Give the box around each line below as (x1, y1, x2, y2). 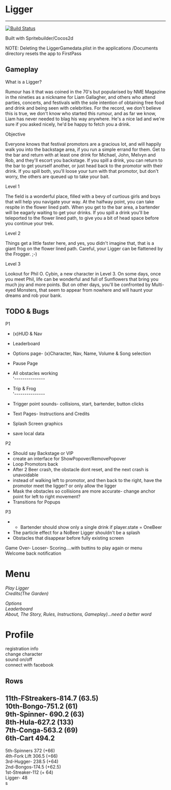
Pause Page (12, 360, 38, 366)
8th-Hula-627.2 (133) (5, 718, 74, 727)
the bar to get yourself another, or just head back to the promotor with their (5, 162, 163, 169)
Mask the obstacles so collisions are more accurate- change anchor (12, 488, 156, 494)
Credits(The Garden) (5, 590, 49, 596)
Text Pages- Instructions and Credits (12, 411, 90, 417)
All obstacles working (12, 370, 58, 376)
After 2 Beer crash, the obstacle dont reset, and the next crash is (12, 466, 149, 472)
